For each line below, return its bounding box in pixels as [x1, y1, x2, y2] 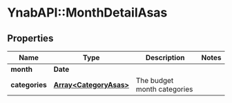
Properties [7, 32, 54, 44]
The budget [135, 76, 174, 85]
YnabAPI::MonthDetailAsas [7, 5, 168, 21]
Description [145, 53, 185, 62]
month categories [135, 84, 193, 94]
